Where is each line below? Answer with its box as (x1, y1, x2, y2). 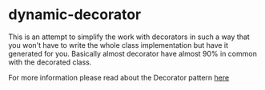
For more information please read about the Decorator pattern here (8, 72, 230, 82)
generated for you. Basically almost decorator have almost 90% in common (8, 49, 258, 58)
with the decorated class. (8, 57, 92, 67)
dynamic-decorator (8, 6, 142, 24)
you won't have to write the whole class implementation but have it (8, 40, 229, 49)
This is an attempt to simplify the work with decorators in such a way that (8, 32, 250, 41)
